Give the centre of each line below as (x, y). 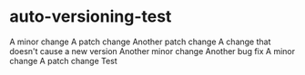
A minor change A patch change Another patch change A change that (140, 42)
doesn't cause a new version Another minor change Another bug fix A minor (152, 51)
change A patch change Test (64, 61)
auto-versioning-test (91, 17)
